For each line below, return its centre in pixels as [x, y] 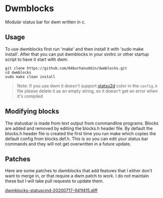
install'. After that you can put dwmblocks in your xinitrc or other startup [77, 54]
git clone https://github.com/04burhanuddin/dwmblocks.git [66, 68]
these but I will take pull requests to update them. [54, 181]
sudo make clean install [30, 77]
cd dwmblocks [18, 72]
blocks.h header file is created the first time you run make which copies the [81, 133]
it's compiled [30, 96]
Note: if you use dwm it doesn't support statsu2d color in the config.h [87, 86]
